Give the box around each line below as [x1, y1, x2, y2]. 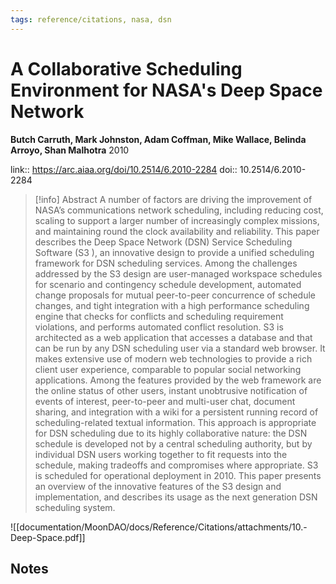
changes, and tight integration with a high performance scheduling [34, 299, 310, 311]
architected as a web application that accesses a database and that [34, 331, 313, 343]
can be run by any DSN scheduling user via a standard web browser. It [34, 342, 326, 354]
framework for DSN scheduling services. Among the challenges [34, 257, 298, 269]
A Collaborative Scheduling [10, 57, 243, 80]
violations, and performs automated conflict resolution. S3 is [34, 321, 284, 333]
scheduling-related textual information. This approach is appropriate [34, 416, 317, 428]
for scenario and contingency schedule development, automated [34, 278, 302, 290]
